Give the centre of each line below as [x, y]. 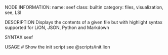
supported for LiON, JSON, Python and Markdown [57, 27]
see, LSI [13, 12]
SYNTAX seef [19, 37]
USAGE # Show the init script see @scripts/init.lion [57, 47]
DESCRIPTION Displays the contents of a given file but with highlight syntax [84, 22]
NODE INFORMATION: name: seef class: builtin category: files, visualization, [84, 7]
